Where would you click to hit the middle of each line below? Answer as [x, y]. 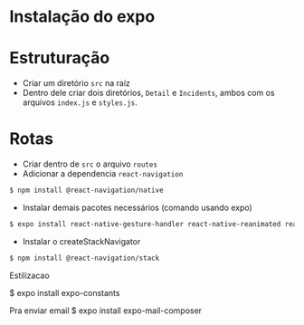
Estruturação [60, 58]
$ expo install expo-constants [65, 292]
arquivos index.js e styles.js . [80, 102]
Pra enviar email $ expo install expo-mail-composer [105, 311]
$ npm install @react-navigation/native [87, 191]
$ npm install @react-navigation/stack [85, 258]
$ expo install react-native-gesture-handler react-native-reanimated [145, 224]
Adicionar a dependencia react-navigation [103, 174]
